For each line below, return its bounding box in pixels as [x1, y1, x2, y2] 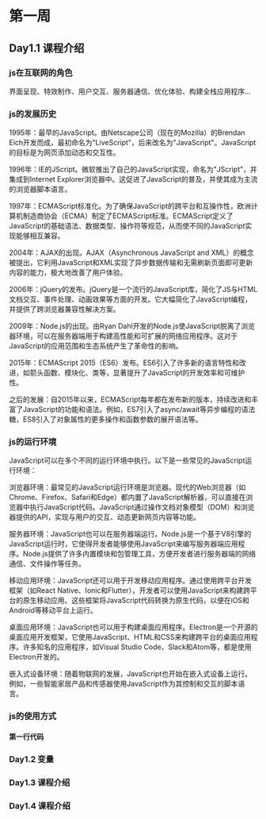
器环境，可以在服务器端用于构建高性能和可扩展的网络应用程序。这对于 [9, 331, 238, 341]
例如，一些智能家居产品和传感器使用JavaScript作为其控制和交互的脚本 [9, 679, 238, 689]
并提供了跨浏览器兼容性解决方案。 [9, 305, 120, 314]
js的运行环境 [9, 436, 57, 448]
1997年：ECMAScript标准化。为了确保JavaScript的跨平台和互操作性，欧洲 [9, 202, 252, 211]
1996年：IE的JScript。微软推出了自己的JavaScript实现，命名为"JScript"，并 [9, 164, 258, 175]
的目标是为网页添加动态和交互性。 [9, 148, 120, 157]
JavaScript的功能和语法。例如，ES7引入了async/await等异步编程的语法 [22, 405, 256, 414]
